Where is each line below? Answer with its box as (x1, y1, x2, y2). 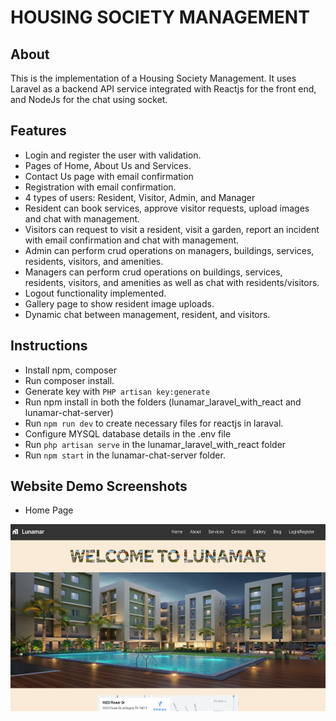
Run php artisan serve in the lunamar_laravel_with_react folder (24, 438, 287, 450)
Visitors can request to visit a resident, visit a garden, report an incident (24, 223, 320, 235)
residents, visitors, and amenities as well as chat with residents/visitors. (24, 276, 320, 288)
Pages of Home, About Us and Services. (24, 159, 192, 171)
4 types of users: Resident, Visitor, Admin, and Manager (24, 191, 256, 203)
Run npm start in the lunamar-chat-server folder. (24, 449, 226, 461)
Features (10, 122, 67, 140)
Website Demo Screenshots (10, 478, 188, 495)
